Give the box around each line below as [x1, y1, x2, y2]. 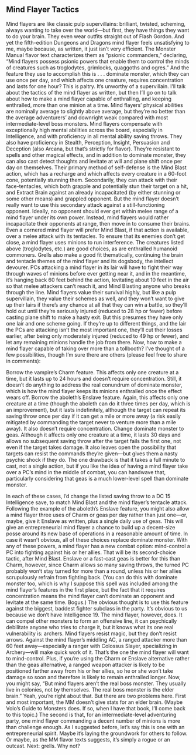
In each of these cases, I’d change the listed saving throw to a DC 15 [6, 492, 171, 499]
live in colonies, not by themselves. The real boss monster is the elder [6, 686, 174, 693]
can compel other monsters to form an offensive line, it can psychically [6, 617, 177, 625]
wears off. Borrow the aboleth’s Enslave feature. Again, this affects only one [6, 394, 188, 401]
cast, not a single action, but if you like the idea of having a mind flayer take [6, 462, 188, 469]
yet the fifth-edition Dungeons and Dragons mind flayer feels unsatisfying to [6, 39, 190, 46]
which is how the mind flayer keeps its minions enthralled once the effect [6, 387, 183, 394]
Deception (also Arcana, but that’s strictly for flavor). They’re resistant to [6, 145, 180, 152]
